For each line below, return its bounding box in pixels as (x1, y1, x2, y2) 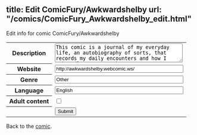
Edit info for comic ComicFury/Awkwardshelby (6, 30, 120, 37)
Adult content (9, 97, 49, 105)
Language (14, 86, 43, 95)
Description (12, 49, 46, 57)
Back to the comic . (6, 123, 52, 130)
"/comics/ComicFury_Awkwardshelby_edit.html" (6, 14, 192, 24)
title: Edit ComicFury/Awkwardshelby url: (6, 5, 162, 15)
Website (17, 65, 42, 73)
